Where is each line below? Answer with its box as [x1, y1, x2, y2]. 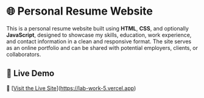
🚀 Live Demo [6, 68, 55, 79]
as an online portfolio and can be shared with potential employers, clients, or [6, 44, 199, 51]
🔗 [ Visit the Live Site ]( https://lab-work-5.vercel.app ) [6, 84, 136, 92]
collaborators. [6, 51, 41, 58]
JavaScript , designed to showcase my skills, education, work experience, [6, 31, 192, 38]
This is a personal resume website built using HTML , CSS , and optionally [6, 24, 189, 32]
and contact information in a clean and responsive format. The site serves [6, 38, 192, 45]
